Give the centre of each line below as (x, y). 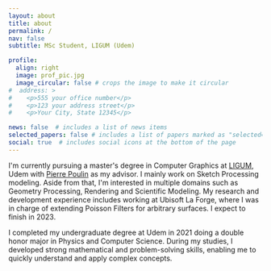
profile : (23, 60)
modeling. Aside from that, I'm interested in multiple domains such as (123, 182)
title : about (30, 23)
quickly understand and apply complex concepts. (90, 258)
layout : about (32, 16)
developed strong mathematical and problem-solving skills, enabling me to (132, 249)
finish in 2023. (32, 217)
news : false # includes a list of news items (88, 127)
